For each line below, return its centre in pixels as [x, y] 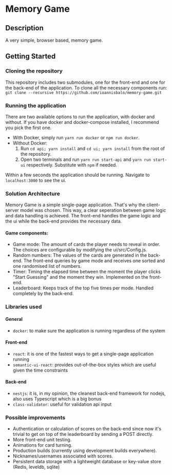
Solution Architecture [33, 193]
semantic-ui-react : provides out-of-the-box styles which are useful [84, 364]
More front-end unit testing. [42, 440]
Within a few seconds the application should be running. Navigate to [78, 175]
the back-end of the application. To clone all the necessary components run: [86, 87]
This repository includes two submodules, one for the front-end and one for [85, 82]
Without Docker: [30, 143]
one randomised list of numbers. [47, 266]
